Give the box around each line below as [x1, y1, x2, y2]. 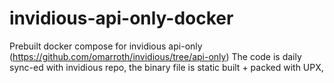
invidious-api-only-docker [9, 7, 234, 30]
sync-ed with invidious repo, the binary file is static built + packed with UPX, [9, 61, 324, 73]
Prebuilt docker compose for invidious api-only [9, 40, 203, 52]
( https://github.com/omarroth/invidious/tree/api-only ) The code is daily [9, 50, 302, 62]
